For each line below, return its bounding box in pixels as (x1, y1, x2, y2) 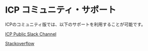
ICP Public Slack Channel (5, 31, 57, 37)
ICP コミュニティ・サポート (5, 4, 116, 16)
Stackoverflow (5, 40, 35, 46)
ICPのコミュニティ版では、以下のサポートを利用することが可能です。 (5, 21, 146, 27)
